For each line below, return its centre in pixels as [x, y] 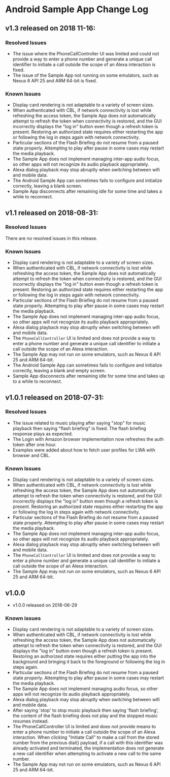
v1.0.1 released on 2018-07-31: [55, 397]
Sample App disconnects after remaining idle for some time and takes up [89, 376]
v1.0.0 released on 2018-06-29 [45, 605]
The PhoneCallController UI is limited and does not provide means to [84, 727]
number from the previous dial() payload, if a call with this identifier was [88, 743]
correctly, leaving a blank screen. [47, 186]
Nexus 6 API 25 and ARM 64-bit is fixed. [55, 80]
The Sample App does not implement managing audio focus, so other [85, 689]
